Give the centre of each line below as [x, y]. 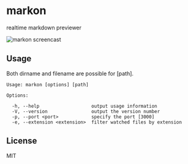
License [22, 141]
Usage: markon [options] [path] [47, 84]
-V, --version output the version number [86, 111]
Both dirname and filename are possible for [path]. [70, 73]
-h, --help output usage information [85, 106]
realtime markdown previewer [44, 28]
